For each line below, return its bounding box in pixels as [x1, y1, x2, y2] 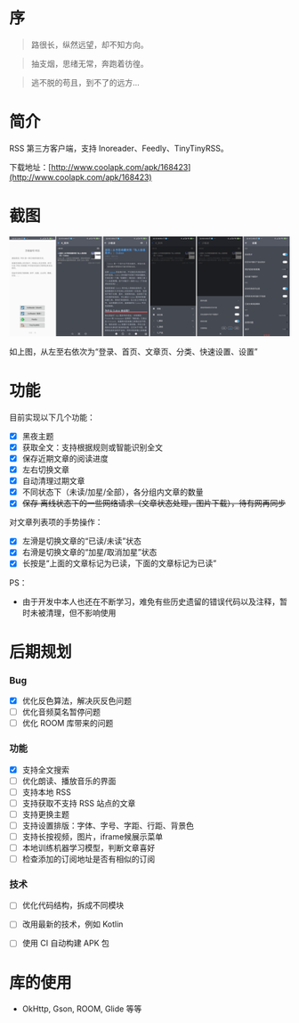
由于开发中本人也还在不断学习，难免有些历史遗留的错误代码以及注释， [21, 596, 280, 607]
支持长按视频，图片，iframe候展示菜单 [21, 831, 163, 842]
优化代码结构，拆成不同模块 [21, 900, 125, 911]
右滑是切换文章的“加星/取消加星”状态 [21, 547, 158, 558]
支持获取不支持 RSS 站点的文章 [21, 798, 136, 808]
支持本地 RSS [21, 786, 71, 798]
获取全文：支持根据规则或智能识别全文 [21, 442, 163, 453]
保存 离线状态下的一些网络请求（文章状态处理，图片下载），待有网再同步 [21, 498, 287, 509]
